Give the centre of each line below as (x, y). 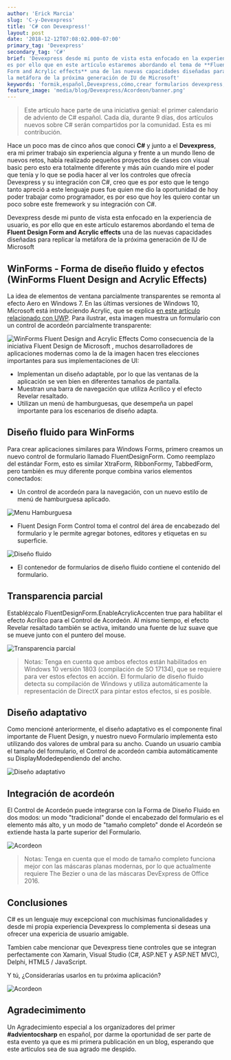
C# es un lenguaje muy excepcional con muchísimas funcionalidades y (108, 919)
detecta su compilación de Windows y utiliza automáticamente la (116, 683)
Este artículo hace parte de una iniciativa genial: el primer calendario (121, 110)
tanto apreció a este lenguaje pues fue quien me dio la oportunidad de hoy (113, 190)
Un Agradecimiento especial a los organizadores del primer (91, 1027)
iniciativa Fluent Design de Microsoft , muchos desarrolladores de (100, 346)
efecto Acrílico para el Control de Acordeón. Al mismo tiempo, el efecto (108, 620)
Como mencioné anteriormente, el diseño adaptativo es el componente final (114, 729)
